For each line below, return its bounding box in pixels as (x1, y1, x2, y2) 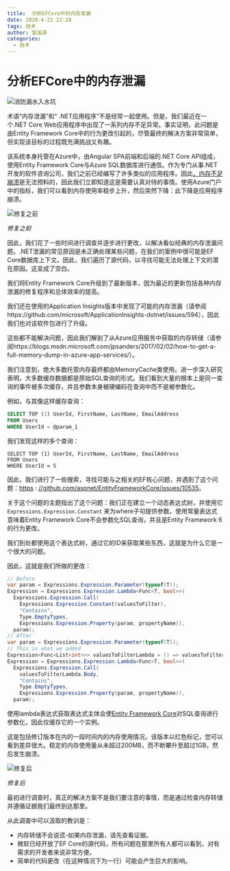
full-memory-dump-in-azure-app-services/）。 (7, 351, 139, 359)
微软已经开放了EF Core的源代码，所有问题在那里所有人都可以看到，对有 (16, 840, 220, 848)
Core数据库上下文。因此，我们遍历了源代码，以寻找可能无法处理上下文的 (7, 255, 213, 264)
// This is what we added (7, 645, 81, 653)
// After (7, 633, 32, 640)
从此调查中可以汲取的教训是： (7, 816, 91, 825)
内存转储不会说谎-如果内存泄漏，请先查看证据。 (16, 831, 153, 840)
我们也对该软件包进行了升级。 (7, 319, 91, 327)
